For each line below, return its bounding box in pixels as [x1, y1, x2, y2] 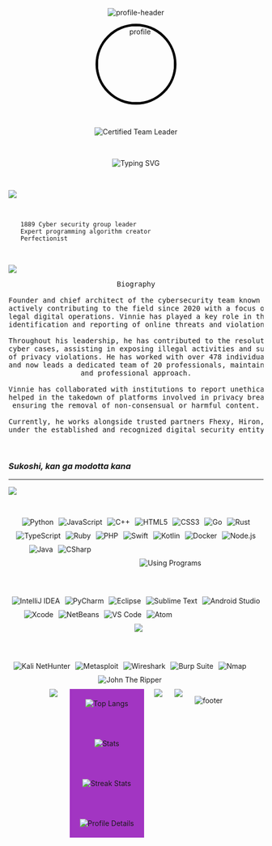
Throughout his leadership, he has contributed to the [8, 336, 231, 345]
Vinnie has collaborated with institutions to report [8, 385, 227, 394]
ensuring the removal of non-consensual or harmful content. [11, 401, 261, 410]
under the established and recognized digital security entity [8, 425, 265, 434]
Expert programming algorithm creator [19, 227, 151, 235]
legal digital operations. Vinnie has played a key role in [8, 312, 253, 321]
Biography [117, 280, 155, 289]
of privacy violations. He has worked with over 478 [8, 353, 223, 362]
